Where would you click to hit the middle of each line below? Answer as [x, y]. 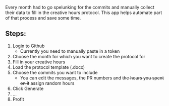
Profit [18, 99]
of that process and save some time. [43, 18]
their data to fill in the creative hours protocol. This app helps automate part [84, 13]
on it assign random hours [47, 83]
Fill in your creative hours [39, 62]
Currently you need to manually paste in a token [70, 51]
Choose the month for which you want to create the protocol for [79, 56]
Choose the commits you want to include [55, 72]
